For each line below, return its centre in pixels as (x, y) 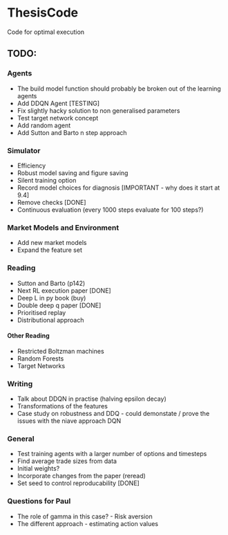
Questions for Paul (39, 501)
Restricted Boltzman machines (61, 351)
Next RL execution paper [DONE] (64, 290)
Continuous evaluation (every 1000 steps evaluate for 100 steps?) (110, 210)
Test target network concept (58, 118)
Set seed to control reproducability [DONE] (78, 483)
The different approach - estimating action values (88, 523)
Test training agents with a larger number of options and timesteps (112, 454)
